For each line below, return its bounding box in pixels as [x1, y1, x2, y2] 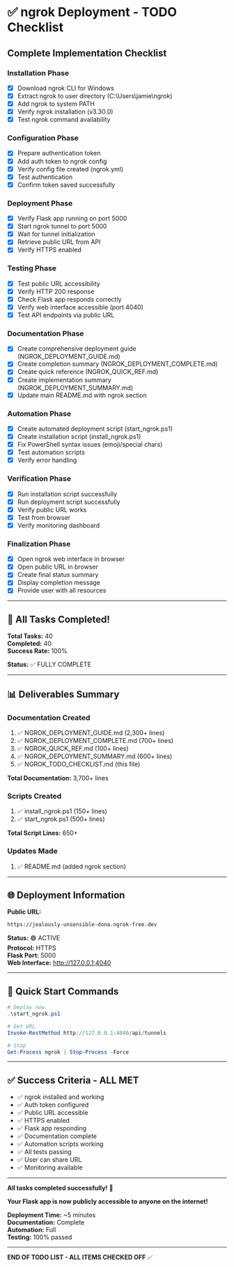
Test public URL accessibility [17, 279, 100, 288]
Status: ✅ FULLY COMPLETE [7, 660, 92, 669]
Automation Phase [7, 408, 72, 418]
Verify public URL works [17, 505, 87, 514]
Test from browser [17, 513, 71, 521]
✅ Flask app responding [17, 1124, 87, 1132]
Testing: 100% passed [7, 1233, 72, 1241]
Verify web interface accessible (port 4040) [17, 302, 144, 311]
